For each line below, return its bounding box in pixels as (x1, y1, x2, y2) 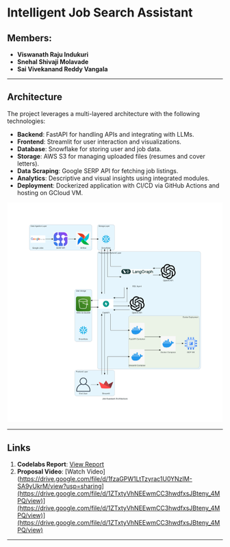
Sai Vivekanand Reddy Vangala (16, 65, 108, 73)
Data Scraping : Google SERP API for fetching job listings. (16, 166, 179, 175)
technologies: (7, 117, 46, 125)
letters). (16, 159, 40, 168)
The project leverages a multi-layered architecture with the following (7, 109, 201, 118)
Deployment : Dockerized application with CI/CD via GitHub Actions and (16, 181, 220, 190)
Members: (7, 32, 53, 44)
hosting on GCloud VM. (16, 188, 84, 197)
